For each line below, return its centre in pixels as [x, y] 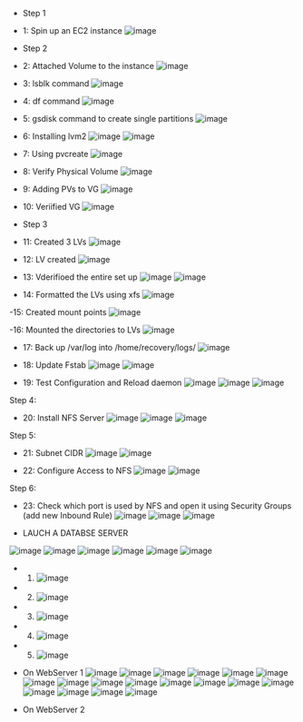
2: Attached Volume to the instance [88, 66]
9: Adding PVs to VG [61, 189]
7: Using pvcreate [55, 154]
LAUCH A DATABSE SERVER [75, 533]
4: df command [51, 101]
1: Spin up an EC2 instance [72, 30]
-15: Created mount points [58, 312]
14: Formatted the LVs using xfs [81, 295]
